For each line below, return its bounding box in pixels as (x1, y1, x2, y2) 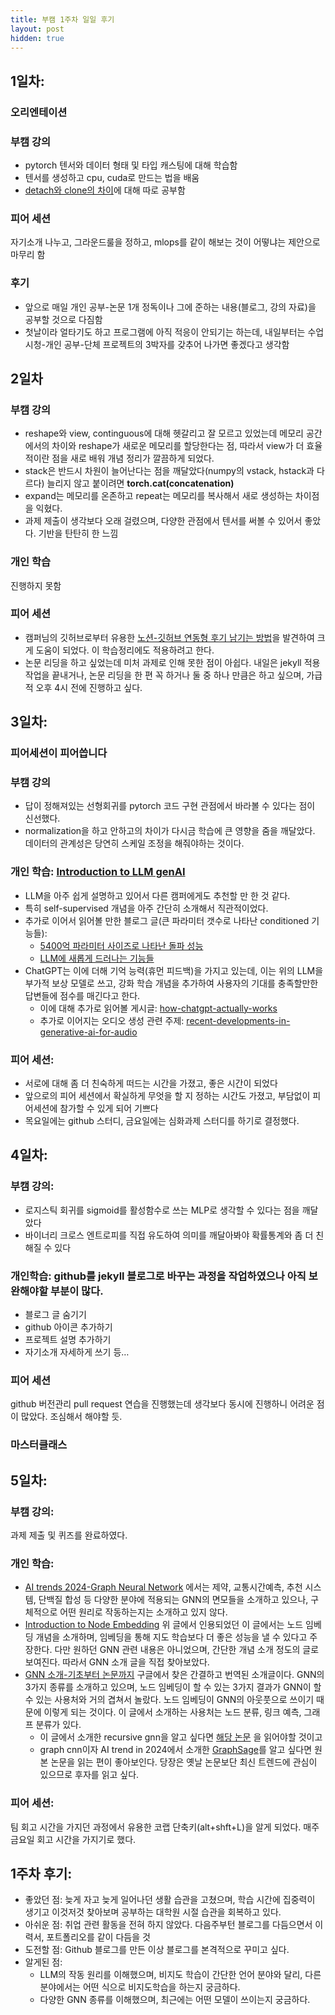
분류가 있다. (35, 1719, 82, 1731)
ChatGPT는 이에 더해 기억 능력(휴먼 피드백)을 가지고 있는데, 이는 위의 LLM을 (24, 964, 324, 976)
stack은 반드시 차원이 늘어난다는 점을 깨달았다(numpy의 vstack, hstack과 (24, 465, 315, 477)
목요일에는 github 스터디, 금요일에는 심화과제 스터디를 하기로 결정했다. (24, 1115, 300, 1127)
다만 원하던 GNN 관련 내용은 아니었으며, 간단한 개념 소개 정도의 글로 (54, 1644, 320, 1656)
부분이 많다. (50, 1284, 104, 1298)
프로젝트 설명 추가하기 (24, 1334, 112, 1346)
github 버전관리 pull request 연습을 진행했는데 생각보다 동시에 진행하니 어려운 (10, 1398, 315, 1410)
